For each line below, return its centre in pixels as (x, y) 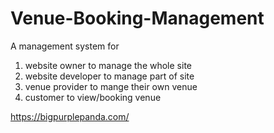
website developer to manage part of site (109, 76)
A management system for (65, 46)
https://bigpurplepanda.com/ (70, 116)
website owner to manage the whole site (108, 65)
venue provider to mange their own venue (111, 86)
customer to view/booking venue (93, 97)
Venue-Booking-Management (137, 18)
